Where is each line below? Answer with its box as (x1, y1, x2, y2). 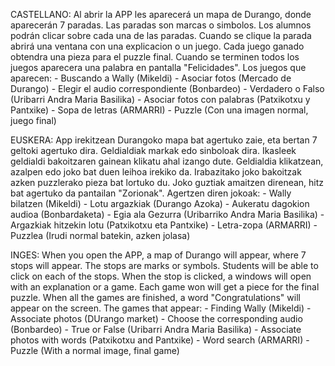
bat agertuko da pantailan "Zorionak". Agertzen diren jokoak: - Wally (10, 187, 292, 199)
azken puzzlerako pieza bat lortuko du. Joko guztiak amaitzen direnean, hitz (10, 177, 325, 188)
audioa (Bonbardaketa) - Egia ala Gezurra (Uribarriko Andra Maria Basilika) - (10, 209, 325, 220)
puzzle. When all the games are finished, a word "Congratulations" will (10, 292, 301, 303)
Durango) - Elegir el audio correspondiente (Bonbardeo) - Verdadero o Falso (10, 83, 325, 94)
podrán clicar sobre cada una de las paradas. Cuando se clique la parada (10, 30, 312, 41)
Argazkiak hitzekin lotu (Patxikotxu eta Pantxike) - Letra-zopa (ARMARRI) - (10, 219, 318, 231)
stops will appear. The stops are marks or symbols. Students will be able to (10, 260, 319, 271)
